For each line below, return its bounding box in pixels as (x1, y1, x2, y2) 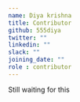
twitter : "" (8, 33, 47, 42)
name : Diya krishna (8, 11, 72, 20)
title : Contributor (8, 19, 72, 27)
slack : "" (8, 48, 41, 56)
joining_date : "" (8, 56, 65, 64)
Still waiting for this (8, 85, 71, 94)
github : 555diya (8, 26, 61, 34)
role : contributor (8, 63, 72, 71)
